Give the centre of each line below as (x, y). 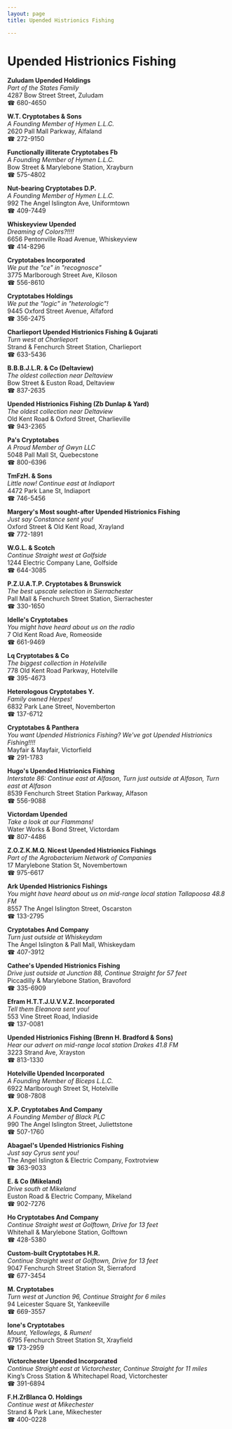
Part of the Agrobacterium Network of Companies (80, 858)
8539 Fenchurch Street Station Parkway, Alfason (77, 793)
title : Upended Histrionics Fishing (61, 20)
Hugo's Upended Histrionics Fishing (61, 771)
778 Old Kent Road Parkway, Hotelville (63, 671)
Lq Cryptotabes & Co (38, 656)
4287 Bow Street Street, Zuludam (55, 95)
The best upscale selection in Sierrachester (70, 591)
